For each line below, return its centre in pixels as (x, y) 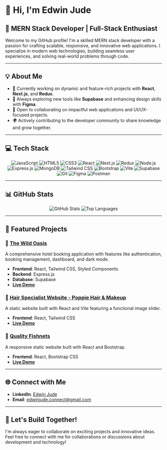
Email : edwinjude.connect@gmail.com (52, 399)
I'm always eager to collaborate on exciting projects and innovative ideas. (80, 432)
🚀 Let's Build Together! (41, 419)
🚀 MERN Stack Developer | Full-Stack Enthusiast (81, 29)
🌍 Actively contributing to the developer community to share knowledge (87, 120)
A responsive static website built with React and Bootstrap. (65, 347)
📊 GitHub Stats (29, 194)
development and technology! (36, 442)
